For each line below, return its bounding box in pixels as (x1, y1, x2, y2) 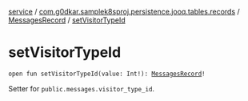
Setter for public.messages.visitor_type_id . (8, 83, 154, 93)
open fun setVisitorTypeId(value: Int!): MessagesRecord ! (8, 70, 206, 78)
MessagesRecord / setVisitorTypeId (8, 15, 126, 25)
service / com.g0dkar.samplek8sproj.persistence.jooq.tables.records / (8, 7, 240, 16)
